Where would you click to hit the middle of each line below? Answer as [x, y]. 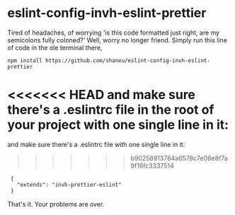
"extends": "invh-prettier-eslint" [69, 185]
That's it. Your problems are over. [56, 204]
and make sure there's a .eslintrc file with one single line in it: [96, 144]
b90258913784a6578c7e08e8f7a [179, 158]
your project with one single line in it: [118, 125]
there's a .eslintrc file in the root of [111, 110]
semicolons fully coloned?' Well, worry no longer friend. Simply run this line [117, 40]
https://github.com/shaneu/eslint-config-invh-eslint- [128, 60]
